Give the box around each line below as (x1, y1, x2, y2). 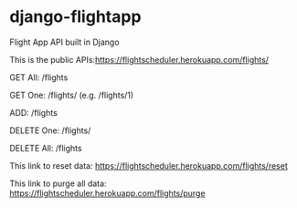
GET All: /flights (9, 71, 69, 83)
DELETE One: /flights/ (9, 125, 91, 136)
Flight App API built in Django (9, 36, 121, 47)
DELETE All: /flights (9, 142, 82, 153)
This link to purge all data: (9, 178, 107, 189)
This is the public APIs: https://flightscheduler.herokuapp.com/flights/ (9, 54, 270, 65)
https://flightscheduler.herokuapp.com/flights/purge (9, 187, 206, 198)
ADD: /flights (9, 107, 58, 118)
